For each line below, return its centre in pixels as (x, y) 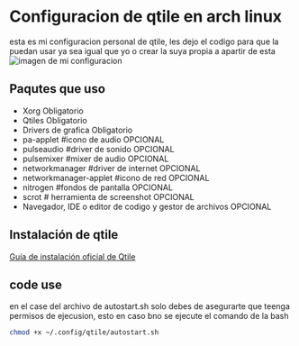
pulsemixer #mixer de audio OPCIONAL (95, 159)
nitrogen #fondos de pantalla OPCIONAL (98, 187)
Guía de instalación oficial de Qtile (72, 256)
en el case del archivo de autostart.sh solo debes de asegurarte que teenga (150, 306)
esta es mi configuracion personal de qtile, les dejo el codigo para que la (144, 41)
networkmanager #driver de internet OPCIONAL (111, 168)
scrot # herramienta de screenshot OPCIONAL (109, 196)
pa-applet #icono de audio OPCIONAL (93, 139)
